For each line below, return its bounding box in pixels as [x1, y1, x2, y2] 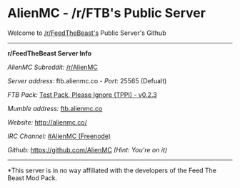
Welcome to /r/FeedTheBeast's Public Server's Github [7, 28, 166, 37]
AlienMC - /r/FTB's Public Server [7, 5, 206, 21]
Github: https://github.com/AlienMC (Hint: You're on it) [7, 145, 168, 154]
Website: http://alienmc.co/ [7, 117, 87, 126]
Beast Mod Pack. [7, 173, 58, 182]
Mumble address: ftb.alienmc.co [7, 104, 103, 113]
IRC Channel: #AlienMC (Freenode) [7, 132, 111, 140]
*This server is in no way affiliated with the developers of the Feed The [7, 166, 216, 174]
